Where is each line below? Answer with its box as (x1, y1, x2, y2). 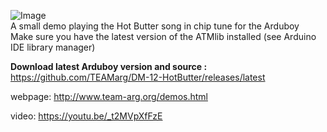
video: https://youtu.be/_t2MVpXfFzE (10, 110, 163, 122)
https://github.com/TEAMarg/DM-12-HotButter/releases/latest (10, 71, 266, 83)
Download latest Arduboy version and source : (10, 61, 208, 72)
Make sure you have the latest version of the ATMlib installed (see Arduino (10, 31, 317, 42)
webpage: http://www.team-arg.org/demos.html (10, 91, 208, 102)
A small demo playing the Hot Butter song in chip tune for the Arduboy (10, 20, 300, 32)
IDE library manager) (10, 41, 96, 53)
